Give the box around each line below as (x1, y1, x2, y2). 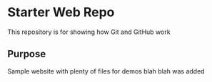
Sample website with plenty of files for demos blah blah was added (7, 66, 205, 75)
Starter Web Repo (7, 4, 115, 20)
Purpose (7, 48, 46, 60)
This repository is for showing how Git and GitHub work (7, 28, 171, 36)
